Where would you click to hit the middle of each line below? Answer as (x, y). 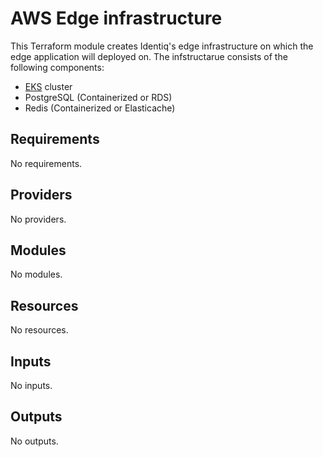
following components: (57, 67)
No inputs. (31, 385)
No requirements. (46, 163)
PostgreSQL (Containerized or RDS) (98, 97)
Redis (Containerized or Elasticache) (100, 108)
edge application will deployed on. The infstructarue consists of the (149, 56)
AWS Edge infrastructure (116, 18)
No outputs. (34, 441)
